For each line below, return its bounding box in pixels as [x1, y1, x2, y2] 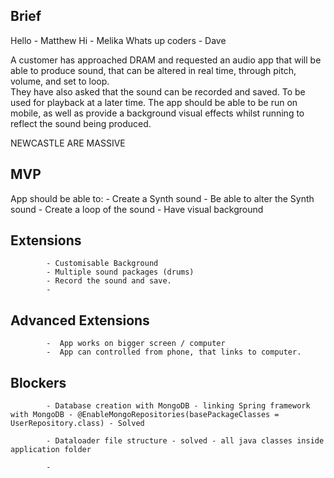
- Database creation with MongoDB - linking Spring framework [46, 401, 311, 411]
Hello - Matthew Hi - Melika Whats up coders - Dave [10, 34, 227, 46]
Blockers [10, 374, 67, 391]
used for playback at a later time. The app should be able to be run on [10, 96, 298, 108]
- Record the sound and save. [46, 276, 172, 286]
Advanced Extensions [10, 312, 150, 329]
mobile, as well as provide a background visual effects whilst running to [10, 107, 305, 119]
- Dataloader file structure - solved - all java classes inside [46, 436, 325, 446]
